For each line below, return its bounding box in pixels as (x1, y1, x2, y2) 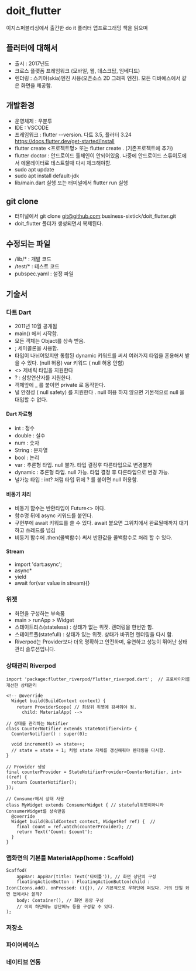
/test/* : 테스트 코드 (14, 263, 60, 270)
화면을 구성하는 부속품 (14, 609, 66, 617)
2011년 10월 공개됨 (14, 322, 57, 329)
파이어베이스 (6, 941, 40, 949)
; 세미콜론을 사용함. (14, 345, 59, 352)
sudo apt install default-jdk (14, 172, 80, 179)
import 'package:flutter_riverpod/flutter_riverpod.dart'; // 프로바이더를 (6, 676, 190, 682)
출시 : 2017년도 (14, 60, 50, 67)
